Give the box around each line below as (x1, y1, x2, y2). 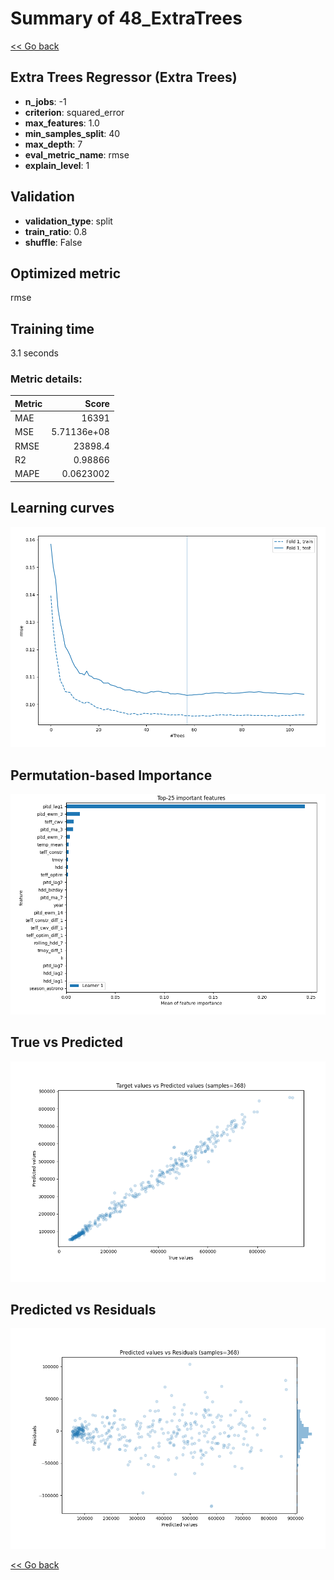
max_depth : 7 (24, 138, 83, 150)
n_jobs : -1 (24, 95, 67, 107)
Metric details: (10, 372, 83, 386)
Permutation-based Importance (10, 767, 213, 784)
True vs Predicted (10, 1034, 123, 1051)
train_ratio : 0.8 (24, 225, 88, 237)
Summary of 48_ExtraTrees (10, 7, 243, 30)
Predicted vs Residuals (10, 1301, 157, 1318)
